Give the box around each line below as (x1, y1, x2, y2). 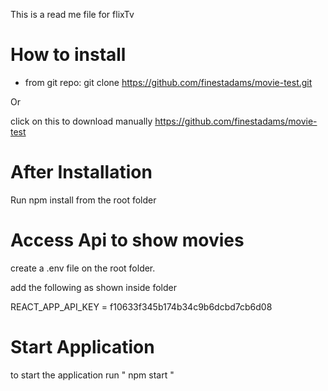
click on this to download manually (10, 115, 153, 127)
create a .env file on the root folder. (10, 262, 156, 274)
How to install (10, 44, 127, 66)
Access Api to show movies (10, 229, 245, 252)
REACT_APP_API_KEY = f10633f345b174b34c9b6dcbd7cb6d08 (10, 300, 273, 313)
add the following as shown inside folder (10, 281, 177, 293)
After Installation (10, 161, 153, 184)
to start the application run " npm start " (10, 369, 175, 381)
